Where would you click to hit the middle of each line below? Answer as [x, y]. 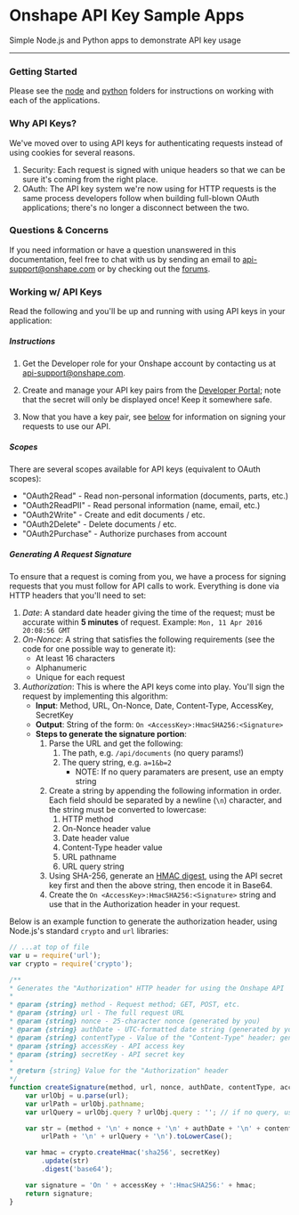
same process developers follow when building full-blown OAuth [141, 198]
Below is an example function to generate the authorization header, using [143, 921]
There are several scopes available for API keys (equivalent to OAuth [135, 469]
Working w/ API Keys [56, 292]
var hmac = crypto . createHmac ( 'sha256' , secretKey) [123, 1153]
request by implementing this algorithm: [95, 696]
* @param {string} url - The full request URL [97, 1013]
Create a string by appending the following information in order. [165, 791]
